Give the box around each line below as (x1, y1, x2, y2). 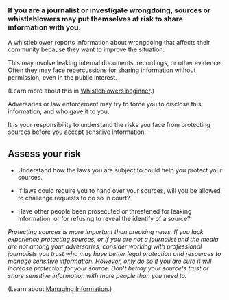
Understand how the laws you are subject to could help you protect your (17, 166, 223, 174)
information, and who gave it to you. (8, 107, 110, 115)
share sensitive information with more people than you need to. (8, 272, 187, 280)
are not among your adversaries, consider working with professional (8, 242, 202, 251)
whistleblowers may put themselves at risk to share (8, 14, 184, 23)
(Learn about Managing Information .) (8, 285, 112, 293)
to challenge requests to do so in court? (17, 194, 130, 203)
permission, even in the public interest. (8, 73, 117, 82)
